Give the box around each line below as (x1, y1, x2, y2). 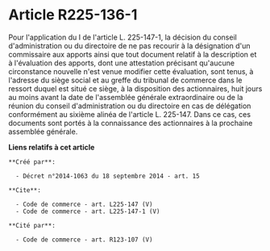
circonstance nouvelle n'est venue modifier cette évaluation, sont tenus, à (8, 66, 254, 76)
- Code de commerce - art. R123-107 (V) (15, 236, 153, 244)
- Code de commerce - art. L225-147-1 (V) (15, 207, 160, 215)
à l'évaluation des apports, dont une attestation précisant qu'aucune (8, 58, 235, 68)
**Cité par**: (8, 221, 56, 229)
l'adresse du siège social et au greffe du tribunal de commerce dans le (8, 75, 243, 85)
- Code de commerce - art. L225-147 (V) (15, 200, 153, 208)
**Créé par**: (8, 157, 56, 166)
